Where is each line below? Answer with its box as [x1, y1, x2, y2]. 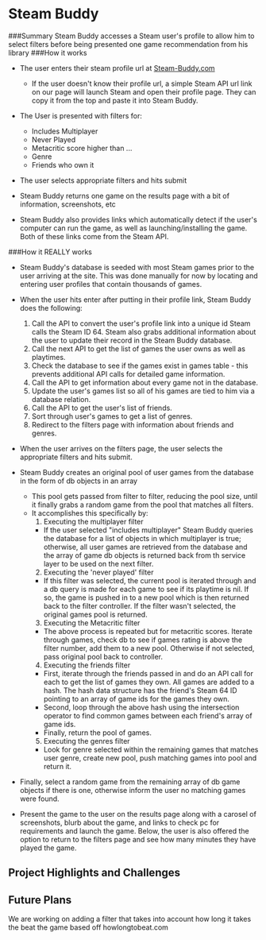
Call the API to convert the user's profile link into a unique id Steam [31, 319, 251, 328]
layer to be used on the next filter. [43, 559, 154, 568]
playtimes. [31, 352, 66, 362]
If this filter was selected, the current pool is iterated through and [43, 575, 256, 585]
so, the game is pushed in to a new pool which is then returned [43, 593, 250, 602]
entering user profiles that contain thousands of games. [19, 279, 202, 288]
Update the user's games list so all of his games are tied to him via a [31, 386, 256, 396]
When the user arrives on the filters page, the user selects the [19, 443, 223, 453]
